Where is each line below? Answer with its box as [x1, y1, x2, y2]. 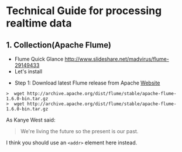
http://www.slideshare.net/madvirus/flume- [64, 56, 170, 62]
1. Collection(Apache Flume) [6, 40, 111, 50]
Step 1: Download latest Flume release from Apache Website [14, 79, 160, 86]
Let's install [14, 68, 43, 75]
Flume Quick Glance [14, 56, 64, 62]
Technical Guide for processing [6, 4, 162, 18]
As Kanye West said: [6, 116, 56, 123]
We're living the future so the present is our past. [20, 128, 139, 134]
